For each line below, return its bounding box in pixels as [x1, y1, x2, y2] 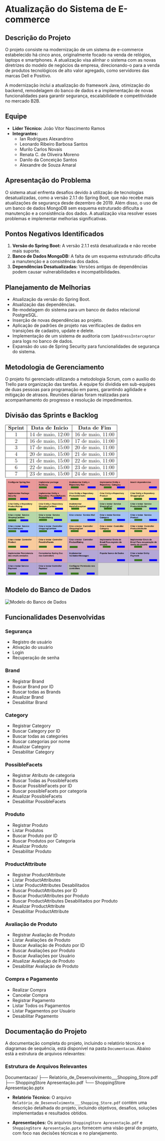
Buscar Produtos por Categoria [12, 838, 75, 843]
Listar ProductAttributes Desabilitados [12, 882, 90, 888]
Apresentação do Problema [5, 176, 91, 185]
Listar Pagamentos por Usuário [12, 1007, 75, 1013]
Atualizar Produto [12, 843, 48, 849]
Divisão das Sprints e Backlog [5, 411, 99, 420]
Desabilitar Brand [12, 699, 48, 705]
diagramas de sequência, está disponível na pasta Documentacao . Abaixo [5, 1045, 151, 1051]
